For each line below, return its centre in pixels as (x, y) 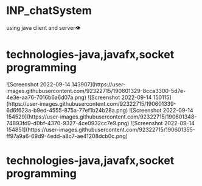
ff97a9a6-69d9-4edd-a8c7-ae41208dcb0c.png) (67, 136)
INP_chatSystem (49, 11)
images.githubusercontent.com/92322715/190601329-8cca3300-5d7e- (96, 91)
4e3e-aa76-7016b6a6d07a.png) (47, 97)
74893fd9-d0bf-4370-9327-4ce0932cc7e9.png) (68, 123)
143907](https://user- (99, 84)
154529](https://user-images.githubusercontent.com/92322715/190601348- (102, 117)
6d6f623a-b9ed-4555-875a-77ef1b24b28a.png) (67, 110)
